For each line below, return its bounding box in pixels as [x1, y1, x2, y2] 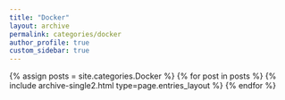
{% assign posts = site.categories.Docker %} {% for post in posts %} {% [9, 71, 277, 81]
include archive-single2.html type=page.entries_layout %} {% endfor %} [9, 80, 277, 91]
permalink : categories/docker [9, 29, 122, 38]
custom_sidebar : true [9, 46, 90, 55]
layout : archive [9, 21, 70, 30]
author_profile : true [9, 37, 90, 47]
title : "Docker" [9, 12, 70, 22]
